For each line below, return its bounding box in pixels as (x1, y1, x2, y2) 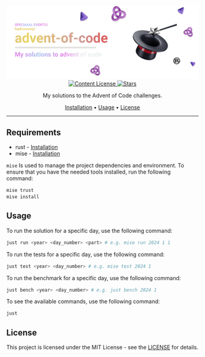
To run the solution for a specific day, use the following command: (6, 227, 173, 234)
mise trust (6, 188, 34, 194)
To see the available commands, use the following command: (6, 298, 160, 305)
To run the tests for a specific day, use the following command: (6, 251, 165, 258)
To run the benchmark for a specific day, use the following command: (6, 274, 181, 282)
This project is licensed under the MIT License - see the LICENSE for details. (6, 344, 199, 351)
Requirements (6, 127, 61, 138)
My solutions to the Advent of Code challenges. (42, 92, 163, 99)
